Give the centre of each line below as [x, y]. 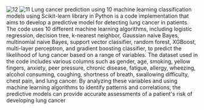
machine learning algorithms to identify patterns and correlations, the [94, 87]
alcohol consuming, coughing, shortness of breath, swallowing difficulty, [98, 74]
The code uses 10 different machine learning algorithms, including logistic [99, 29]
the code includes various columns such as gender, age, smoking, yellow [98, 61]
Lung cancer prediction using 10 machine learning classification [112, 9]
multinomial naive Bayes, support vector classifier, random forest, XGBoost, [101, 42]
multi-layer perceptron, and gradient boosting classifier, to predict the [94, 48]
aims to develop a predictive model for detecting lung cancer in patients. [98, 22]
